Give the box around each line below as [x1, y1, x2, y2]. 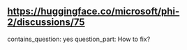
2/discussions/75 [7, 17, 85, 28]
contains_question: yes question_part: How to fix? [7, 35, 151, 43]
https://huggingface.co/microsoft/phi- [7, 6, 180, 17]
